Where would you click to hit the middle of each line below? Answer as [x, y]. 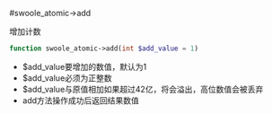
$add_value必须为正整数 [67, 78]
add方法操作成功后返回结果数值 [80, 100]
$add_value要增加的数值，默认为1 [84, 66]
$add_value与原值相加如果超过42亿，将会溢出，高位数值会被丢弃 [143, 89]
